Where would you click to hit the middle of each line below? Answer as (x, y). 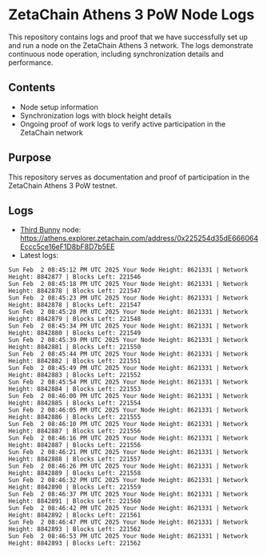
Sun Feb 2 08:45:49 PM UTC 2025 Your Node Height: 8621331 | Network (128, 368)
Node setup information (59, 107)
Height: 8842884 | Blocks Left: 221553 (75, 389)
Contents (32, 88)
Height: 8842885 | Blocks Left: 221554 (75, 403)
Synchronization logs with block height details (96, 115)
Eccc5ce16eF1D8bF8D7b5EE (67, 247)
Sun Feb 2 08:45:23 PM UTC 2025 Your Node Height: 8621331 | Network (128, 298)
